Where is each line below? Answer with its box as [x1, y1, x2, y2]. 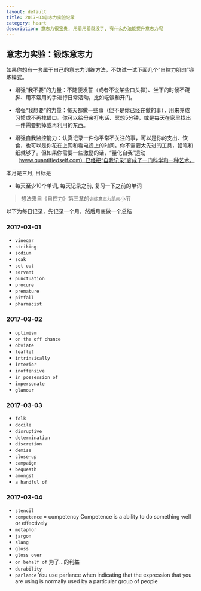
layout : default [6, 8, 47, 15]
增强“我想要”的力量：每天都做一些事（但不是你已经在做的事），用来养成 [14, 107, 190, 114]
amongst [14, 472, 34, 479]
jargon [14, 534, 32, 540]
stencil [14, 508, 34, 514]
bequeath [14, 466, 37, 472]
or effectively [14, 519, 48, 527]
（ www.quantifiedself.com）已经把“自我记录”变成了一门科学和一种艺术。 [14, 157, 195, 164]
